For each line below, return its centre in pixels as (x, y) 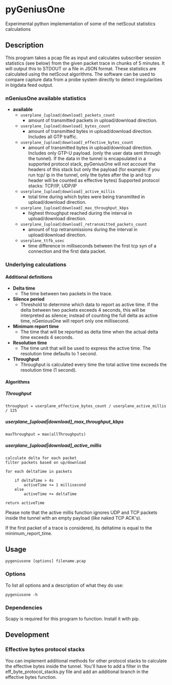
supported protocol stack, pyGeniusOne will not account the (92, 164)
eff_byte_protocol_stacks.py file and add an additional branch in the (77, 672)
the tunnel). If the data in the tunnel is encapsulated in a (87, 159)
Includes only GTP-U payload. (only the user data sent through (94, 153)
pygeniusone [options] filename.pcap (46, 561)
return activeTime (25, 503)
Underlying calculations (36, 264)
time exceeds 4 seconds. (47, 337)
